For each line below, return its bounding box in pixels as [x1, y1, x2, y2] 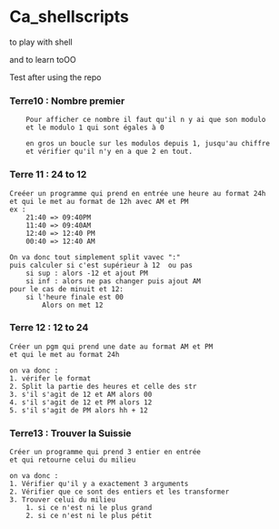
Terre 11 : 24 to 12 [9, 168, 87, 181]
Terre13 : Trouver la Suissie [9, 426, 132, 439]
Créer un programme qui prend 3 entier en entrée [9, 448, 202, 457]
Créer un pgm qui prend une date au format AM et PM [9, 341, 214, 351]
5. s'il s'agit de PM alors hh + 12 [9, 405, 148, 415]
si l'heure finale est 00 [25, 292, 125, 301]
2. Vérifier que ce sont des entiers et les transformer [9, 487, 230, 497]
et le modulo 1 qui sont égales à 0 [25, 123, 165, 133]
